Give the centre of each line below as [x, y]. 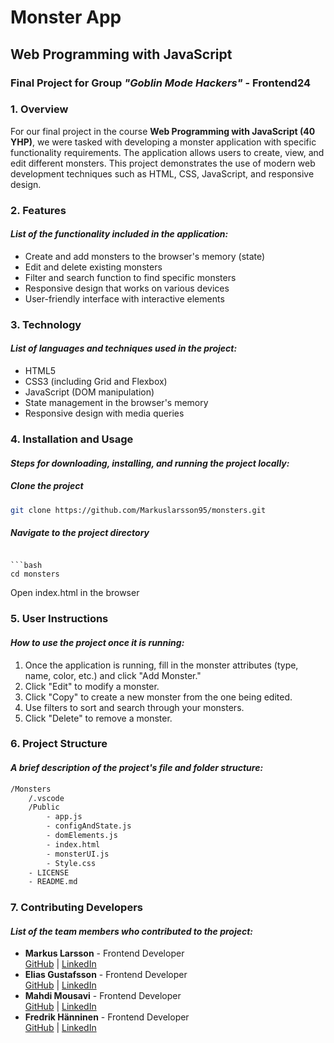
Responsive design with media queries [104, 413]
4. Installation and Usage [72, 439]
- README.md [53, 882]
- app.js [64, 817]
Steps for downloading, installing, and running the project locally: [150, 463]
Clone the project [47, 486]
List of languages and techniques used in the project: [124, 348]
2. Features [38, 210]
